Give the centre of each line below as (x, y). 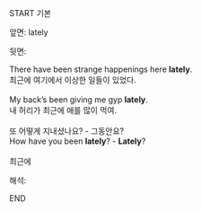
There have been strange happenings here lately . (101, 69)
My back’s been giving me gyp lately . (79, 100)
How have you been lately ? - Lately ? (78, 141)
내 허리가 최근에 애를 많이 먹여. (63, 110)
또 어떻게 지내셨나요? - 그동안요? (66, 131)
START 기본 (31, 13)
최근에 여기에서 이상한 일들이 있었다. (73, 80)
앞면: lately (29, 32)
